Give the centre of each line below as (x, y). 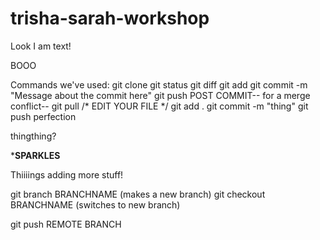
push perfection (43, 116)
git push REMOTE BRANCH (66, 224)
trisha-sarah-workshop (110, 18)
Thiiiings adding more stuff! (67, 174)
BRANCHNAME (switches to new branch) (95, 204)
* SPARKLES (35, 155)
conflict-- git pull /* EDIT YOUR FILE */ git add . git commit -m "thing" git (159, 106)
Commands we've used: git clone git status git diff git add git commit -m (159, 84)
